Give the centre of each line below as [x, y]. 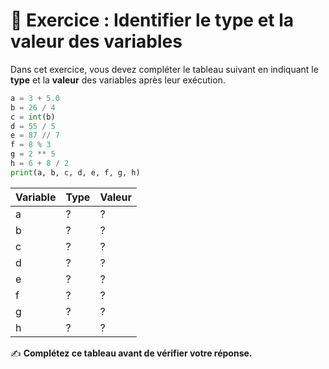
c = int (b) [33, 117]
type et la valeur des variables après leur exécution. [118, 80]
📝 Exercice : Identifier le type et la [152, 20]
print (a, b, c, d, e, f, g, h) [75, 172]
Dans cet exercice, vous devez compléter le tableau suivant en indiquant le [164, 69]
